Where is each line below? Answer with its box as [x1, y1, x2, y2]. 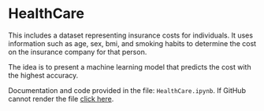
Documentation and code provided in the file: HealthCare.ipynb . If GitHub [8, 85, 247, 95]
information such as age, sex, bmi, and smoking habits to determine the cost [8, 38, 257, 48]
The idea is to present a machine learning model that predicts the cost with [8, 62, 251, 71]
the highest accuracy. [8, 70, 79, 80]
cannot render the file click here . [8, 94, 114, 103]
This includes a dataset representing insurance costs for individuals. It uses [8, 30, 254, 40]
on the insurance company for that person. [8, 47, 147, 56]
